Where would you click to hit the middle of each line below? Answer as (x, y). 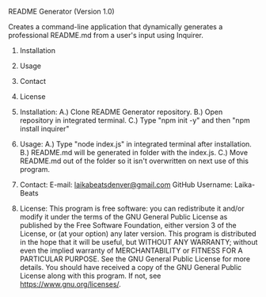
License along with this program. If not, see (90, 276)
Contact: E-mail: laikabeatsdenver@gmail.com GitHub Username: (126, 185)
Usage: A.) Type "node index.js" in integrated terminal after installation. (135, 144)
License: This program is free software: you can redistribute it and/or (132, 208)
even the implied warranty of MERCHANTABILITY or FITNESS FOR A (131, 250)
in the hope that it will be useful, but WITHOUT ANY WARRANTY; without (139, 242)
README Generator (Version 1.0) (61, 11)
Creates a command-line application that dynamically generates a (116, 27)
